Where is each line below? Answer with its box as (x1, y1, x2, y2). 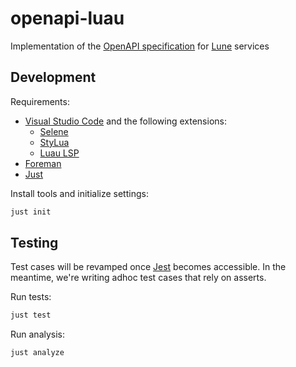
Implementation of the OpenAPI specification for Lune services (10, 40, 270, 52)
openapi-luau (10, 7, 125, 30)
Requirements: (10, 95, 70, 107)
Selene (39, 125, 69, 137)
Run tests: (10, 291, 52, 303)
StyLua (39, 136, 70, 148)
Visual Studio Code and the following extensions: (24, 115, 227, 127)
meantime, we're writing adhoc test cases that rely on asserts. (10, 272, 267, 284)
